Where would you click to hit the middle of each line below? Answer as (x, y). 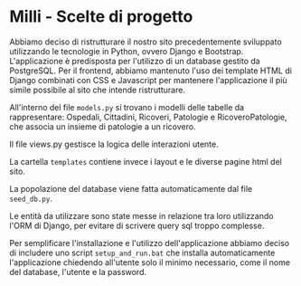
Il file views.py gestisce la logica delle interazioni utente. (114, 144)
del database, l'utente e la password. (78, 272)
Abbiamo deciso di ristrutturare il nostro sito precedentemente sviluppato (146, 42)
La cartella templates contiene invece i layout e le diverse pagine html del (146, 161)
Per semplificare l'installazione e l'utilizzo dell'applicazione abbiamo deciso (150, 243)
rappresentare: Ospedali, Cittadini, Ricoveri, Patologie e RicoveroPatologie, (148, 117)
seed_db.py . (31, 198)
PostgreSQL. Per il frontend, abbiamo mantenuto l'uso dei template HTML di (150, 71)
